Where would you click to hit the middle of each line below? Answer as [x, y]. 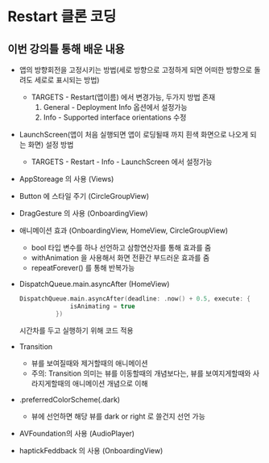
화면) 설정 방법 [51, 145]
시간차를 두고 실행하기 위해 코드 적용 [76, 330]
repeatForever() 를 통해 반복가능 [83, 268]
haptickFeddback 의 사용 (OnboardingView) [91, 450]
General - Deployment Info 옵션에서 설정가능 [115, 107]
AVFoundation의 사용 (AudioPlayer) [77, 433]
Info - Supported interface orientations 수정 [115, 117]
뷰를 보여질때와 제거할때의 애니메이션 [89, 363]
